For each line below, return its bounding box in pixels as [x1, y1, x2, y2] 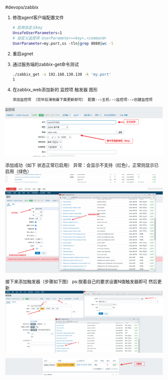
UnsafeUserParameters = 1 [12, 30, 62, 35]
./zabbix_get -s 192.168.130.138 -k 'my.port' [12, 72, 111, 77]
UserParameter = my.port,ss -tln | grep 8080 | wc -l [12, 41, 114, 46]
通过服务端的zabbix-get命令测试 [12, 61, 79, 67]
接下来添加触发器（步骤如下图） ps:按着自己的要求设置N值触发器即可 [5, 279, 147, 285]
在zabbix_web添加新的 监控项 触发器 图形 [12, 87, 98, 93]
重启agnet [12, 50, 33, 56]
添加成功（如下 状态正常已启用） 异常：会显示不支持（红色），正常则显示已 [5, 162, 159, 168]
